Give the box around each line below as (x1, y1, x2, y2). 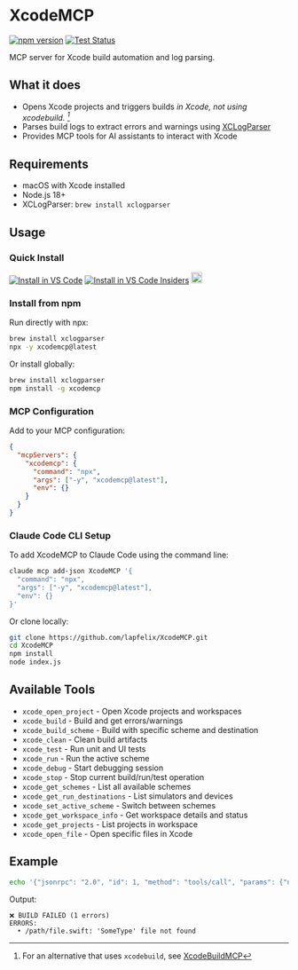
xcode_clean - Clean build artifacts (21, 734, 148, 745)
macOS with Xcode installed (21, 180, 126, 191)
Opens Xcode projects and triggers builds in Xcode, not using (21, 101, 247, 112)
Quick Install (9, 251, 65, 264)
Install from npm (9, 296, 82, 309)
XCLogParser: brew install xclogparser (21, 199, 171, 209)
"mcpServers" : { (17, 450, 77, 460)
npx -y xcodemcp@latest (9, 343, 98, 351)
